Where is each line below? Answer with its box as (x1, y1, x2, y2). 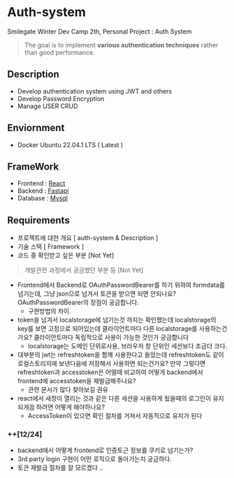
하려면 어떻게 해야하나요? (36, 403, 105, 412)
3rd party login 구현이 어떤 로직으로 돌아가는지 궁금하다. (17, 455, 173, 463)
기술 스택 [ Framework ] (17, 242, 85, 251)
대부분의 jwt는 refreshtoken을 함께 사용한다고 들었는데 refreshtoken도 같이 (17, 350, 225, 359)
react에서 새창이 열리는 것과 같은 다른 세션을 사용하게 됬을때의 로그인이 (17, 394, 212, 403)
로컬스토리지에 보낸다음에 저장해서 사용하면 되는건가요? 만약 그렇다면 (17, 359, 206, 368)
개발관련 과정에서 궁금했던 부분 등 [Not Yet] (24, 266, 144, 274)
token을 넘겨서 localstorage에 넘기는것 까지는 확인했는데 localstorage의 (17, 315, 217, 324)
